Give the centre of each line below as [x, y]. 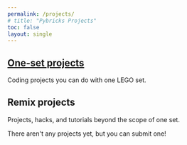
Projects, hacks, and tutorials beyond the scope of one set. [93, 119]
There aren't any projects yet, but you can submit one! [87, 134]
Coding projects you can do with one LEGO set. [77, 80]
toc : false [23, 27]
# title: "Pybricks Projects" [52, 21]
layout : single [30, 34]
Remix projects [42, 102]
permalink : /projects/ [41, 14]
